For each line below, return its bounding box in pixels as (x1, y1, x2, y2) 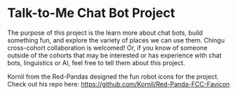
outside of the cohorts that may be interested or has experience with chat (7, 51, 221, 60)
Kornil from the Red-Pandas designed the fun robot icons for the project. (7, 72, 219, 81)
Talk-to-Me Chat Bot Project (7, 5, 175, 21)
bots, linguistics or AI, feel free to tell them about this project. (7, 58, 185, 67)
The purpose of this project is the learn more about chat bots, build (7, 28, 203, 37)
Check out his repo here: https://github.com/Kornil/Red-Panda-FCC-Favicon (7, 79, 230, 88)
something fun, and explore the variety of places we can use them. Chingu (7, 35, 225, 44)
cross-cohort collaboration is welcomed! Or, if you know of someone (7, 43, 208, 52)
